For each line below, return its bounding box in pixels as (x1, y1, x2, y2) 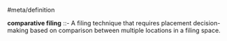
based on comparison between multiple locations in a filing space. (29, 27, 221, 34)
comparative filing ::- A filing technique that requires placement (7, 19, 192, 27)
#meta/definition (7, 6, 55, 14)
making (7, 27, 29, 34)
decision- (193, 19, 221, 27)
